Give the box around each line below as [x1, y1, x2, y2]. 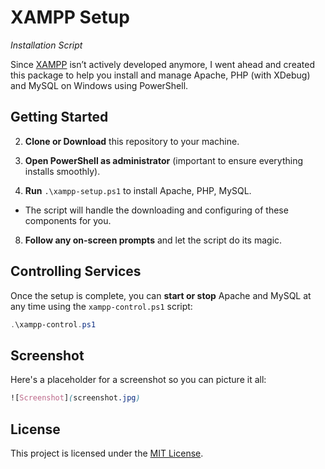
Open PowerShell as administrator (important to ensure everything [24, 154, 304, 166]
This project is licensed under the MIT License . [10, 447, 204, 459]
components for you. [24, 214, 112, 226]
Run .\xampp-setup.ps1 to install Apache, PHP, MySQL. [24, 184, 252, 196]
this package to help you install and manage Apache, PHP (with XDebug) [10, 69, 311, 81]
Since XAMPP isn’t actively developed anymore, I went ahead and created [10, 58, 315, 70]
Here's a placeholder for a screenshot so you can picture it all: [10, 374, 267, 386]
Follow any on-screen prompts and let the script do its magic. [24, 234, 283, 246]
